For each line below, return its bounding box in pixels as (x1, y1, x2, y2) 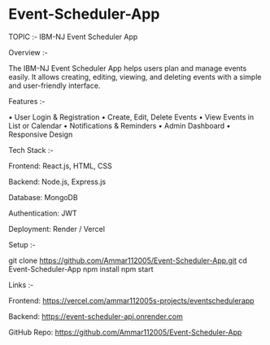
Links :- (8, 280, 34, 290)
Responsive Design (8, 129, 73, 139)
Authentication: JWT (8, 208, 77, 218)
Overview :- (8, 47, 48, 57)
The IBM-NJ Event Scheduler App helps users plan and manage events (8, 63, 247, 73)
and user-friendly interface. (8, 81, 101, 90)
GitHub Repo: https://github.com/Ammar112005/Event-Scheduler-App (8, 327, 242, 337)
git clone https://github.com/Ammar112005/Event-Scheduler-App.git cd (8, 255, 248, 265)
